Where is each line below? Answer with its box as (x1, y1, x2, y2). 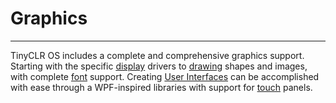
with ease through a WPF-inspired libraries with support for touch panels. (10, 81, 313, 93)
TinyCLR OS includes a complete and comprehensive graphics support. (10, 49, 305, 61)
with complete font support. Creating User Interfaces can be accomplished (10, 70, 320, 82)
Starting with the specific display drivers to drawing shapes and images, (10, 60, 308, 72)
